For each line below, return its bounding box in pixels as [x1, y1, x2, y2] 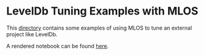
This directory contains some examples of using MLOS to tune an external [6, 24, 192, 31]
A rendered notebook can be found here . [6, 42, 109, 50]
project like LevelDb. [6, 30, 58, 37]
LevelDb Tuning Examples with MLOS [6, 4, 199, 18]
